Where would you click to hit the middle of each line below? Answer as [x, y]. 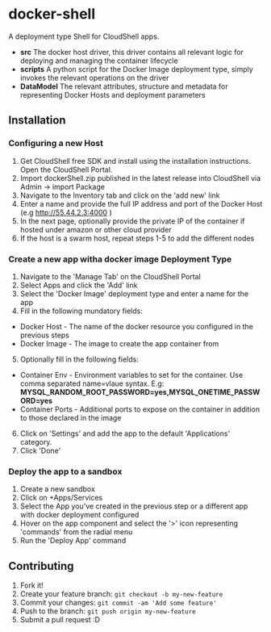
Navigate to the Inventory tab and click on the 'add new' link [120, 195]
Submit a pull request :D [60, 620]
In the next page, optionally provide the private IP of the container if [132, 221]
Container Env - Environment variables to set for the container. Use [131, 375]
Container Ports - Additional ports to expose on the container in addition [140, 409]
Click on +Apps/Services [61, 498]
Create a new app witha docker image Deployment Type [120, 259]
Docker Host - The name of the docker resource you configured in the [137, 326]
